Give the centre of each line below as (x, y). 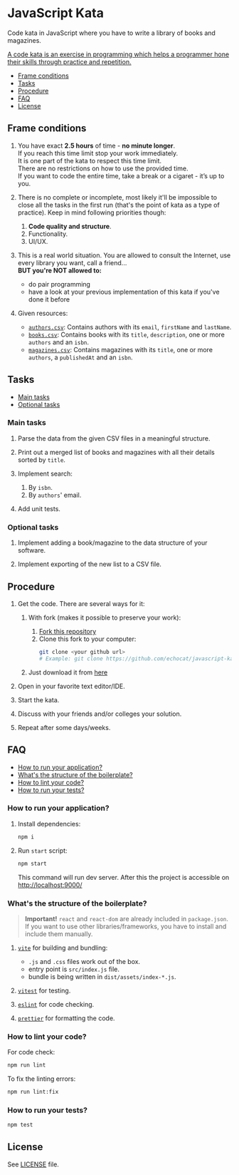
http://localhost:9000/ (50, 885)
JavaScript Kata (56, 13)
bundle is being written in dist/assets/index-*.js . (102, 976)
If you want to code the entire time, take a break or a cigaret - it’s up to (121, 175)
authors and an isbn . (59, 342)
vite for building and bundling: (63, 948)
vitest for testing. (44, 990)
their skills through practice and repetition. (69, 61)
